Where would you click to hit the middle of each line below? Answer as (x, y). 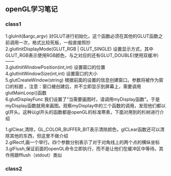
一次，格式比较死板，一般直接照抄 (55, 42)
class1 (13, 24)
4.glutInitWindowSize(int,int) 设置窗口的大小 (51, 73)
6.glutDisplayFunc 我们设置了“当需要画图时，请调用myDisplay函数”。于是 (83, 99)
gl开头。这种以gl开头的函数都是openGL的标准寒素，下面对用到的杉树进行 (82, 112)
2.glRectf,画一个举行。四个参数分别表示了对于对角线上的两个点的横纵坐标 (83, 142)
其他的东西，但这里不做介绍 (39, 135)
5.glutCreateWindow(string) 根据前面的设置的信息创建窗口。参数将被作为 (82, 80)
